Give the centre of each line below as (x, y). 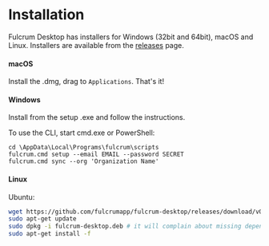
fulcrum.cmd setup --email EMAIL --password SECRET (96, 155)
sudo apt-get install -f (50, 234)
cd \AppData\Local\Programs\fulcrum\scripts (84, 148)
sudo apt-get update (43, 219)
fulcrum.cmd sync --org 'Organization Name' (84, 161)
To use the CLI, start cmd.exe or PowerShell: (82, 133)
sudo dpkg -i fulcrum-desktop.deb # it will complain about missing (125, 226)
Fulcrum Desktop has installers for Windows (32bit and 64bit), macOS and (131, 37)
